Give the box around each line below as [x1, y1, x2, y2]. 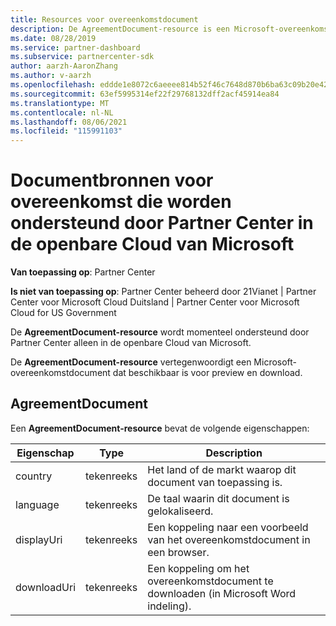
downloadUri [15, 580, 77, 594]
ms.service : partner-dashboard [10, 42, 141, 53]
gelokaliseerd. [147, 504, 214, 518]
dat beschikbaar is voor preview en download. [112, 367, 303, 379]
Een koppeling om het [147, 561, 250, 575]
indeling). [147, 599, 192, 613]
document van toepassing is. [147, 475, 283, 489]
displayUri [15, 532, 63, 546]
